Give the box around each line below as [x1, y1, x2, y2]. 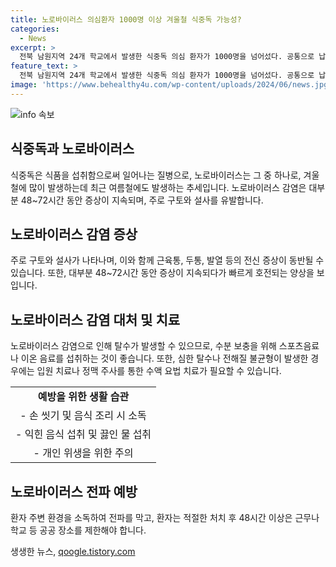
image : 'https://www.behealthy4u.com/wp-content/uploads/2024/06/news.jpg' [10, 80, 333, 90]
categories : [10, 24, 60, 34]
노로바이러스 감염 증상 [10, 226, 138, 243]
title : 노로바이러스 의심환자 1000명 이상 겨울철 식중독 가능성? [10, 14, 242, 25]
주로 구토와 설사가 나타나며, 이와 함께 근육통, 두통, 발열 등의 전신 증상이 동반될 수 [10, 254, 325, 266]
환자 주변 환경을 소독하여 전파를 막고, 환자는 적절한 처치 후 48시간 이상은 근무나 [10, 512, 320, 523]
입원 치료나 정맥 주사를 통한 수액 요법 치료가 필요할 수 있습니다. [36, 365, 282, 377]
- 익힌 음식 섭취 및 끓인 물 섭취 [15, 427, 152, 441]
